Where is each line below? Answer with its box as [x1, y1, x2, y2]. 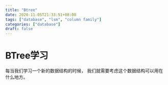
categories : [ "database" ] [5, 21, 60, 27]
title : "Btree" [5, 7, 38, 13]
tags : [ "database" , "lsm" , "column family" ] [5, 17, 102, 22]
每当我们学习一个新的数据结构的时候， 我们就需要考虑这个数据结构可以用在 [5, 68, 163, 74]
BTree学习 [5, 50, 49, 62]
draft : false [5, 26, 33, 32]
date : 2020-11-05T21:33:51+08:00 [5, 12, 77, 17]
